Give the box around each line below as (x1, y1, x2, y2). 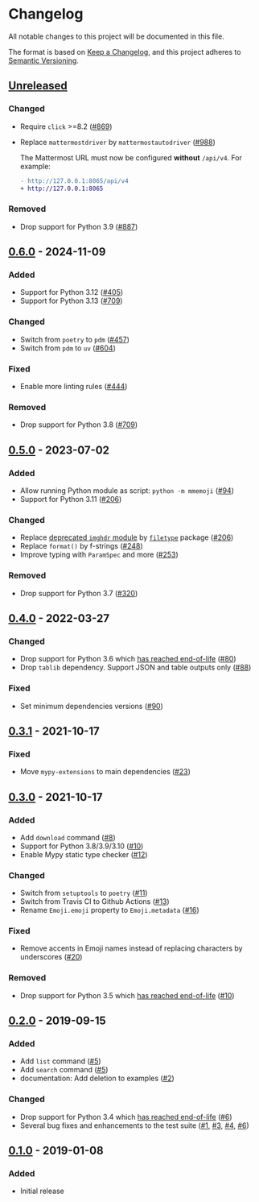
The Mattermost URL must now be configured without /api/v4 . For (19, 152, 243, 162)
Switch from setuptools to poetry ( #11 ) (19, 888, 148, 898)
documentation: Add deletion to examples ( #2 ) (19, 1073, 175, 1084)
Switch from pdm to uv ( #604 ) (19, 343, 117, 353)
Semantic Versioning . (8, 56, 79, 65)
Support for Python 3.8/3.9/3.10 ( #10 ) (19, 841, 144, 851)
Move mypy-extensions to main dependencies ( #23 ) (19, 767, 191, 777)
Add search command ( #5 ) (19, 1065, 109, 1075)
